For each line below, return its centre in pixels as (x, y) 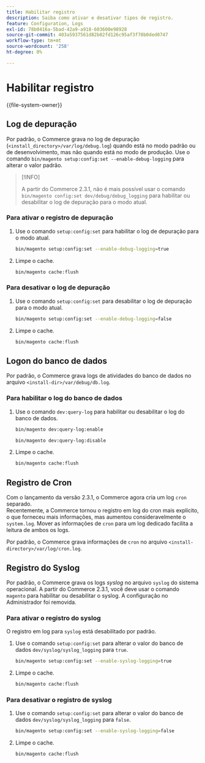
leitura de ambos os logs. (38, 530)
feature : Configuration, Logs (45, 23)
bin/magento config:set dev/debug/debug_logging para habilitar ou (106, 195)
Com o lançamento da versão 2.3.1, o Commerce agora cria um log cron (96, 498)
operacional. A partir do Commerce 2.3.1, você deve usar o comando (93, 589)
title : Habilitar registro (41, 12)
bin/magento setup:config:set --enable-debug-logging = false (93, 319)
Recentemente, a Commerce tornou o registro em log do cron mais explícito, (102, 511)
